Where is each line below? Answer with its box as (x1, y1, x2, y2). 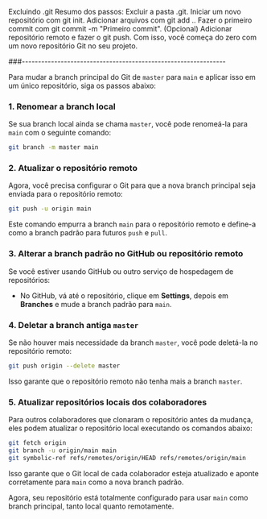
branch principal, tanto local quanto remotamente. (8, 501, 175, 511)
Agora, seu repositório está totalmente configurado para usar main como (8, 492, 249, 502)
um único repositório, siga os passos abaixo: (8, 81, 157, 90)
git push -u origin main (8, 205, 92, 213)
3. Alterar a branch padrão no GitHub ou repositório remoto (8, 248, 244, 259)
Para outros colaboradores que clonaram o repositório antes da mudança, (8, 415, 253, 425)
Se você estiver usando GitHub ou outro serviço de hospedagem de (8, 266, 234, 276)
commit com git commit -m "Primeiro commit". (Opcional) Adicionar (8, 24, 232, 33)
